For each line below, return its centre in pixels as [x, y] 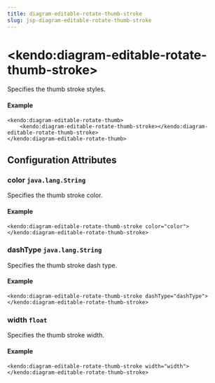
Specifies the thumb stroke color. [55, 195]
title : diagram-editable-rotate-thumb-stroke [75, 14]
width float [27, 320]
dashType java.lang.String [55, 250]
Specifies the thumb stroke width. [56, 335]
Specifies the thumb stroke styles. [57, 89]
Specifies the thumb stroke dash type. [62, 265]
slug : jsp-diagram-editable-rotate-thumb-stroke [79, 20]
